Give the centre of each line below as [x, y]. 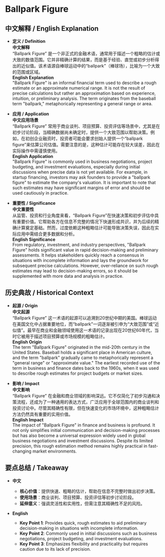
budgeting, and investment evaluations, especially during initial [76, 167]
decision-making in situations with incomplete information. [79, 528]
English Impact [28, 420]
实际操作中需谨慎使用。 [36, 151]
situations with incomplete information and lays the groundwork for [80, 260]
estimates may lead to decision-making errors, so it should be [75, 271]
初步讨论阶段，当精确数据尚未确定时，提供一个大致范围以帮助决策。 [81, 132]
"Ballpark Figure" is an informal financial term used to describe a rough [84, 83]
